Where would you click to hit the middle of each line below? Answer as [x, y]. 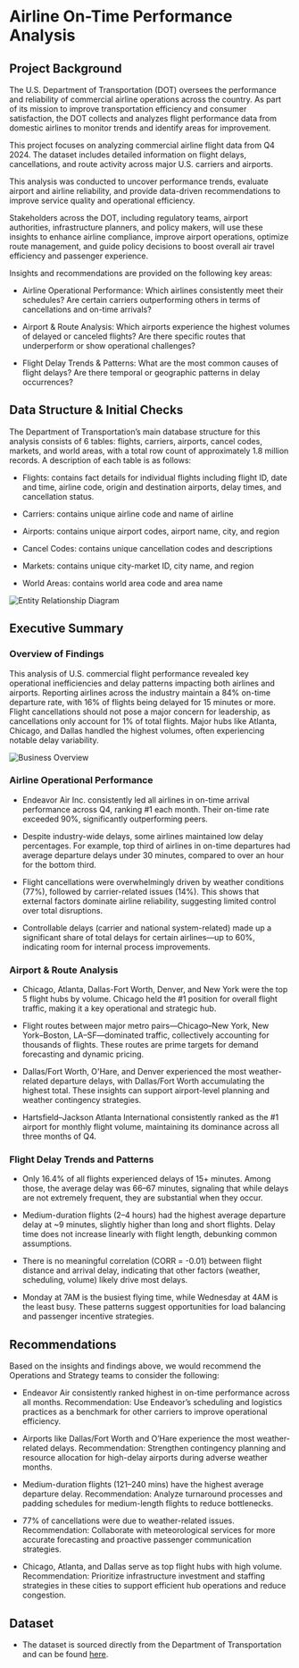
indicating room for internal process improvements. [116, 947]
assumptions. [47, 1243]
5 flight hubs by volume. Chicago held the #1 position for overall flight [150, 999]
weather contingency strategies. [82, 1100]
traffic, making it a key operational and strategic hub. [119, 1008]
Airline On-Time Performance [121, 17]
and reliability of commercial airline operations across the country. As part [145, 99]
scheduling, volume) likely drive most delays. [105, 1280]
